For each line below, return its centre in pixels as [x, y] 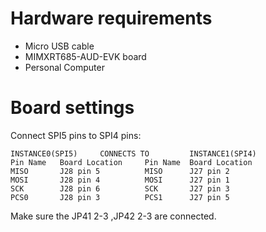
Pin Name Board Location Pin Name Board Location [131, 162]
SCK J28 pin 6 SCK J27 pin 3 [120, 188]
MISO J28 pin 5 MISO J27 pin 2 [120, 171]
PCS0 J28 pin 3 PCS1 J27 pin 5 [120, 197]
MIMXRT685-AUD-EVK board [85, 56]
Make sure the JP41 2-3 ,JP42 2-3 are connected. [113, 216]
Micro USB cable [59, 46]
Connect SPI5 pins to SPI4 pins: [76, 135]
